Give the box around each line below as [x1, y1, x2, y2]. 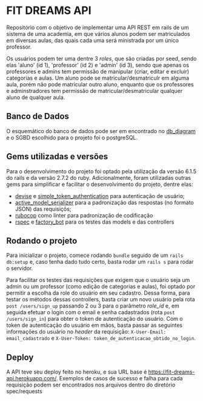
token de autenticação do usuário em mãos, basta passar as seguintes [6, 321, 183, 329]
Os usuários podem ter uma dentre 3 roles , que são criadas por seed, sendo [6, 55, 197, 62]
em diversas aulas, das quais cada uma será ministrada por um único [6, 36, 179, 44]
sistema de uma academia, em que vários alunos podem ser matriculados [6, 30, 190, 37]
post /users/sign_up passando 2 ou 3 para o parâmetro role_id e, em [6, 302, 180, 310]
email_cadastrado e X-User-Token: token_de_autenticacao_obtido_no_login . [6, 335, 196, 342]
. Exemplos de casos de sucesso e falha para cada [56, 375, 183, 382]
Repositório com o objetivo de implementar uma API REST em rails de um [6, 24, 189, 31]
